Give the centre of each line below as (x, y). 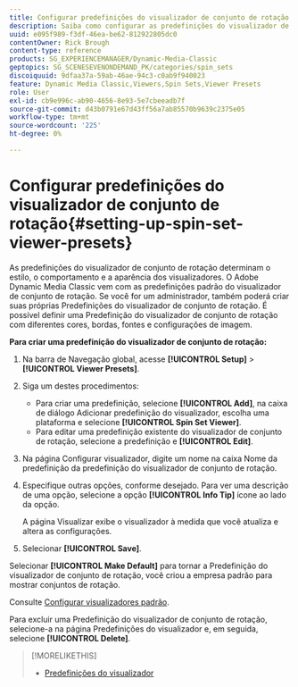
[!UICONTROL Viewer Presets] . (81, 368)
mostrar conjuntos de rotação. (65, 584)
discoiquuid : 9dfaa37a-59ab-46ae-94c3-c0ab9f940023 (107, 76)
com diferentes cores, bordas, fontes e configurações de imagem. (131, 324)
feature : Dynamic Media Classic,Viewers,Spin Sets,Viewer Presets (135, 84)
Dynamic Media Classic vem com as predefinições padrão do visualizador (145, 286)
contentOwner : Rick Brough (59, 42)
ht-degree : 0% (36, 134)
